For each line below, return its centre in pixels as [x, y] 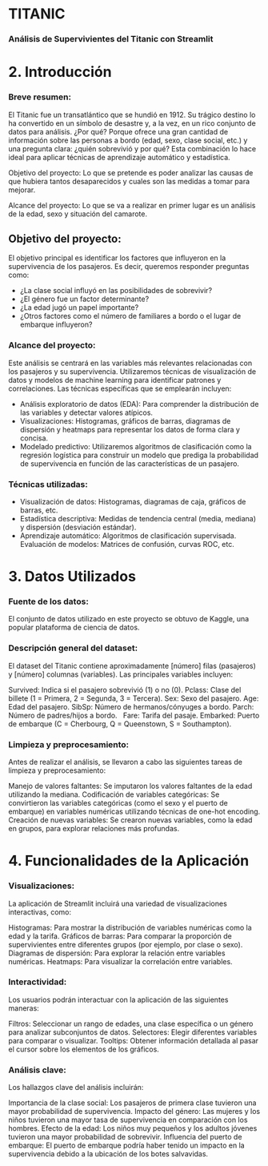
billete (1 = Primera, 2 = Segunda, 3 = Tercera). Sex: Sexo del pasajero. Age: [134, 698]
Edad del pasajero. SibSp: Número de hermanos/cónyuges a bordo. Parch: [131, 706]
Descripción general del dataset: [73, 648]
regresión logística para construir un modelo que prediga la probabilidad [139, 455]
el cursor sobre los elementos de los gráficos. [84, 1049]
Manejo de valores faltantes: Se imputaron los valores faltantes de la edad [130, 786]
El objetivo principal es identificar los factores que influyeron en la [117, 258]
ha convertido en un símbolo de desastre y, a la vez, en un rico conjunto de [132, 123]
